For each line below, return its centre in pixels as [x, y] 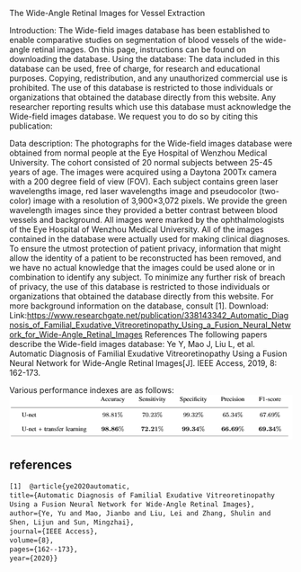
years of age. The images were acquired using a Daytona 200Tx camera [143, 172]
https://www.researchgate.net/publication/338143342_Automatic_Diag [158, 315]
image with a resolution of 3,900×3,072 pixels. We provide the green [160, 201]
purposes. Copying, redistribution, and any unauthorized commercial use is [149, 78]
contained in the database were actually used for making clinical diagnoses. [150, 239]
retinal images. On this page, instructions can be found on [139, 49]
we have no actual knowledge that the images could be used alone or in [142, 268]
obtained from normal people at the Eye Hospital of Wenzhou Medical [138, 153]
